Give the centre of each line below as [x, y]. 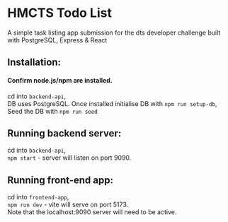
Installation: [34, 63]
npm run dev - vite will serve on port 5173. [68, 205]
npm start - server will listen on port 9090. [69, 158]
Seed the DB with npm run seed [52, 111]
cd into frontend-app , [38, 197]
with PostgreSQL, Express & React [57, 40]
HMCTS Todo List [59, 13]
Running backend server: [64, 133]
